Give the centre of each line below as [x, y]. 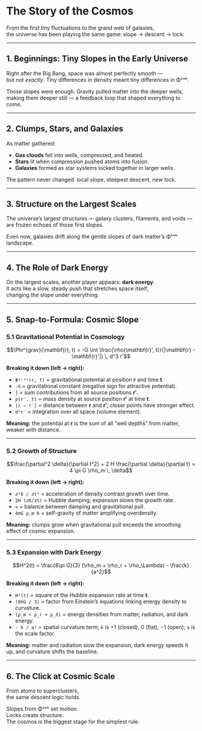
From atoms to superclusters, [43, 691]
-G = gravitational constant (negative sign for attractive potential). [96, 386]
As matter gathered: [31, 143]
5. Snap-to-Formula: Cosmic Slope [73, 320]
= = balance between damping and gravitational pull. [80, 507]
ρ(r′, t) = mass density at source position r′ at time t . [82, 398]
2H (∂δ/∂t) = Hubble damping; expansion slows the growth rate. [95, 500]
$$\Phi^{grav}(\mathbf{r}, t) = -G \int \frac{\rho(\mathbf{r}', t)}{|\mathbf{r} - [101, 350]
